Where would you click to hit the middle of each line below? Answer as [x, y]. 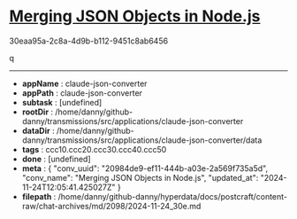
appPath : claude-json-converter [82, 93]
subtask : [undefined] [62, 102]
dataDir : [38, 130]
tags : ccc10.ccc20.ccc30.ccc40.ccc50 [94, 149]
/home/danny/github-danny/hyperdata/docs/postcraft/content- [173, 196]
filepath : [39, 196]
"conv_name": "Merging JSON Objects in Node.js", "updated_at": [140, 177]
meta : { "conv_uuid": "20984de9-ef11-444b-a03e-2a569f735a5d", [145, 168]
